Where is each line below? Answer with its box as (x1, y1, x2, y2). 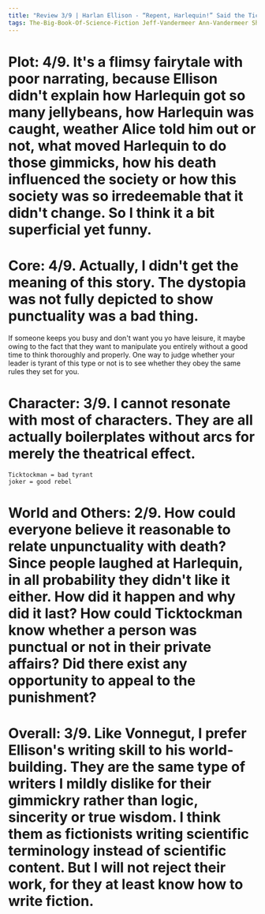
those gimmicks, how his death (8, 153, 217, 171)
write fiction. (8, 892, 95, 910)
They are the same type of (69, 758, 246, 776)
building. (8, 758, 68, 776)
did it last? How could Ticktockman (8, 605, 243, 622)
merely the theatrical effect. (8, 444, 196, 463)
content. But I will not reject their (8, 858, 226, 876)
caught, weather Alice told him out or (8, 120, 256, 138)
